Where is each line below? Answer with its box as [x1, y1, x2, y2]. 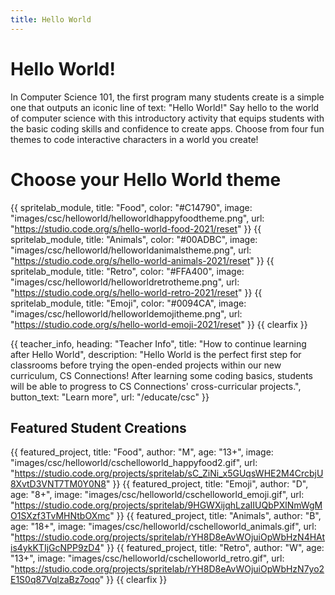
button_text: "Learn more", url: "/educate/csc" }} [10, 391, 210, 403]
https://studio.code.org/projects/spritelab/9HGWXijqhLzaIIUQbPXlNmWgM [14, 499, 323, 511]
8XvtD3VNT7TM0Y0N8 [10, 478, 107, 490]
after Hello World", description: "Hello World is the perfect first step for [10, 348, 302, 360]
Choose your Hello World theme [10, 168, 282, 191]
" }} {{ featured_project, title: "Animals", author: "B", [109, 510, 322, 522]
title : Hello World [10, 14, 92, 25]
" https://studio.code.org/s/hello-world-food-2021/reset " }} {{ [10, 222, 262, 235]
